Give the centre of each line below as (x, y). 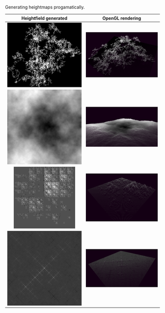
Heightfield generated (44, 18)
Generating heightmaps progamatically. (45, 7)
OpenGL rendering (122, 18)
